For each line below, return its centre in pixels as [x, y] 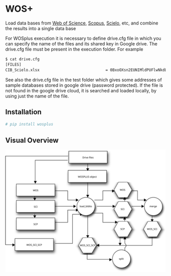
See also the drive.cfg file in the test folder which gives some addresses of [83, 80]
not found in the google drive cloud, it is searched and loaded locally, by [81, 90]
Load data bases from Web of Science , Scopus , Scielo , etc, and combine [82, 23]
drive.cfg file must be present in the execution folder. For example [74, 49]
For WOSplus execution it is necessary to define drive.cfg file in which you [83, 38]
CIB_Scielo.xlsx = [57, 70]
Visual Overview [32, 140]
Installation [23, 112]
